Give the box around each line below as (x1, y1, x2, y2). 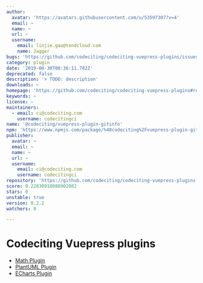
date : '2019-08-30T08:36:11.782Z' (6, 65, 94, 71)
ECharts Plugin (14, 270, 53, 277)
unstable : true (6, 194, 45, 200)
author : (6, 8, 26, 15)
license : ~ (6, 99, 34, 105)
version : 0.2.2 (6, 200, 45, 206)
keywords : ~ (6, 93, 36, 99)
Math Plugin (14, 257, 45, 264)
